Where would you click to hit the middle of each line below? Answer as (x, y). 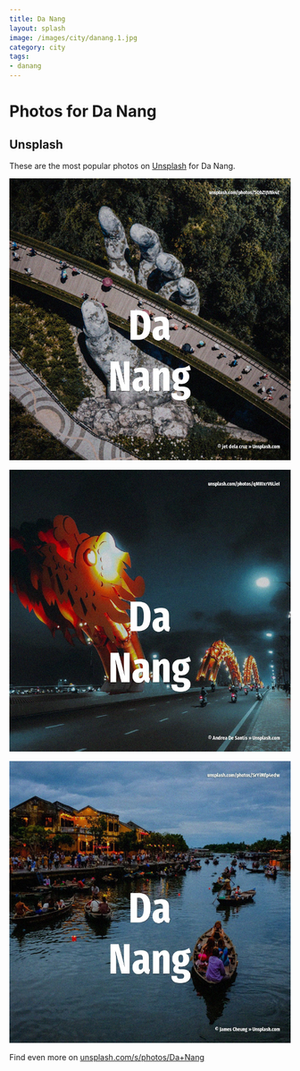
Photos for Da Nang (83, 111)
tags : (19, 57)
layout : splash (37, 28)
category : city (37, 47)
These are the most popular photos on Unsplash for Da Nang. (122, 166)
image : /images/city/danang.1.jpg (74, 38)
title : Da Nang (37, 19)
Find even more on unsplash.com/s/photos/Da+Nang (107, 1057)
